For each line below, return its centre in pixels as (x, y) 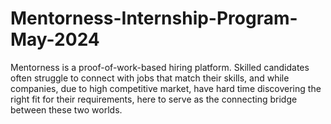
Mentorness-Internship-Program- (154, 18)
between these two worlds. (66, 109)
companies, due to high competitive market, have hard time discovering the (166, 88)
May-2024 (55, 39)
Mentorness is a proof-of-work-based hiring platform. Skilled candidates (160, 67)
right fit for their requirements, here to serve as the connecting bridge (154, 99)
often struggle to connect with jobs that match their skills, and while (150, 78)
